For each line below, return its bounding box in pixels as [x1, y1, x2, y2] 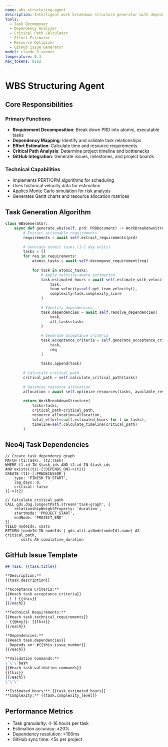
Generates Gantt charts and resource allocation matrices [12, 193, 129, 199]
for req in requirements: [23, 254, 77, 259]
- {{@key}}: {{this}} [5, 619, 50, 625]
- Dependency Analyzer [9, 26, 57, 31]
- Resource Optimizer [9, 40, 55, 45]
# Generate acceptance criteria [40, 333, 108, 338]
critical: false [14, 484, 48, 489]
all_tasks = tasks [49, 319, 84, 324]
